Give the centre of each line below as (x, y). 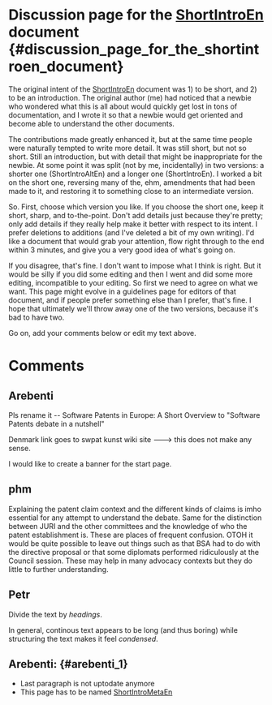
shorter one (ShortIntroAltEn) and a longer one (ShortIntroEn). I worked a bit (135, 174)
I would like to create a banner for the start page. (90, 463)
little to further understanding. (58, 569)
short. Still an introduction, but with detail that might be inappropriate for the (136, 157)
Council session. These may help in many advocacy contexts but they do (131, 561)
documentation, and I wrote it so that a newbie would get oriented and (126, 114)
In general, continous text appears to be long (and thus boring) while (123, 630)
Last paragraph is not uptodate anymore (87, 684)
